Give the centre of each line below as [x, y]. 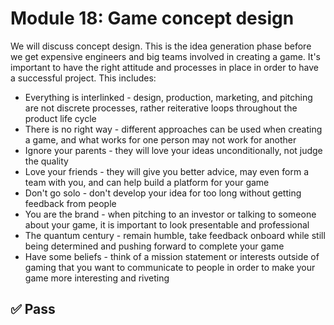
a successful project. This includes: [83, 78]
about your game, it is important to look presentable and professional [167, 224]
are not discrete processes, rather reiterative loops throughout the [161, 108]
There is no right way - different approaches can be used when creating [173, 129]
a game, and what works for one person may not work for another [160, 139]
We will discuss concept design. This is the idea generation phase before [161, 46]
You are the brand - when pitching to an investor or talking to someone [170, 214]
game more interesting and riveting [97, 278]
